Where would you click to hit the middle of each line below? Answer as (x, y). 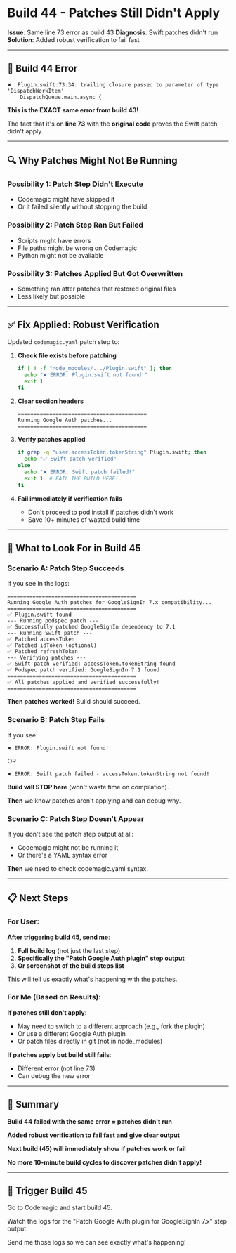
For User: (24, 921)
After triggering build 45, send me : (59, 937)
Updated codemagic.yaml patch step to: (64, 341)
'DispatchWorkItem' (36, 91)
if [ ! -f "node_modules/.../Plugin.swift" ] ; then (94, 368)
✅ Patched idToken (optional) (52, 645)
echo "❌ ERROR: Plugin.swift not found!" (86, 375)
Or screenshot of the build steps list (71, 965)
